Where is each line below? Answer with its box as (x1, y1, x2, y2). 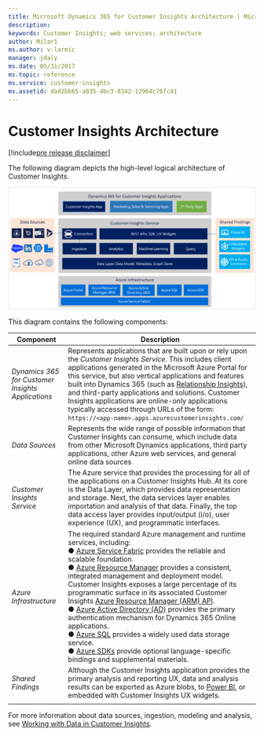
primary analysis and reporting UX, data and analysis (68, 673, 239, 683)
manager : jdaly (8, 54, 58, 62)
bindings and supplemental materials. (68, 654, 189, 664)
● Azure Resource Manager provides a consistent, (68, 562, 232, 572)
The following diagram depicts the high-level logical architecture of (8, 164, 225, 173)
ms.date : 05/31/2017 (8, 63, 76, 71)
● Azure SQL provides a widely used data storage (68, 629, 230, 638)
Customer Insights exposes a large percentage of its (68, 579, 237, 589)
